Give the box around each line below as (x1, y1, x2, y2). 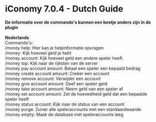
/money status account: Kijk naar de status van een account (5, 101, 125, 107)
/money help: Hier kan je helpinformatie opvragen (5, 45, 104, 51)
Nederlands (5, 35, 29, 41)
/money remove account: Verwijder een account (5, 76, 101, 81)
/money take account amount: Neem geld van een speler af (5, 86, 123, 92)
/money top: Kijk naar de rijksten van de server (5, 60, 98, 66)
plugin (5, 24, 18, 30)
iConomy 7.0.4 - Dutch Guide (5, 3, 124, 14)
